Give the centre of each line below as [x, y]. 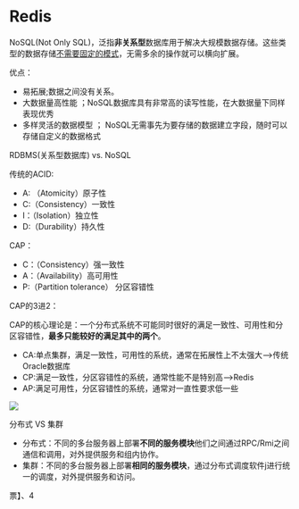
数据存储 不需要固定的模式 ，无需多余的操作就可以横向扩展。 [134, 53]
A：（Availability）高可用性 [70, 275]
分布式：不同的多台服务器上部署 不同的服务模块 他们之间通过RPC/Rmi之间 [156, 443]
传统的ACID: [32, 174]
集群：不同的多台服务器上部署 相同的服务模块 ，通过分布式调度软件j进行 [152, 465]
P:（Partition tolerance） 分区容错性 [88, 287]
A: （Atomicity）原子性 [64, 193]
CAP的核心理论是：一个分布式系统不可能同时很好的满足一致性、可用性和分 [146, 324]
